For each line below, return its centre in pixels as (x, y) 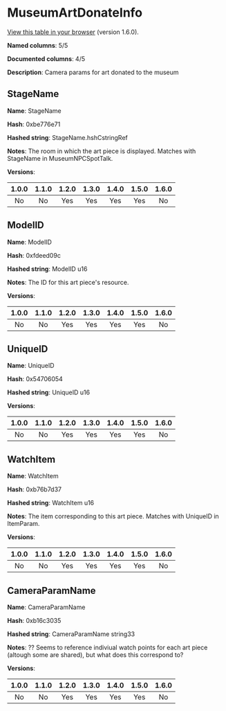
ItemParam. (23, 524)
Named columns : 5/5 (38, 45)
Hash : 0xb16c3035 (34, 621)
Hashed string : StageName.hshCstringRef (67, 137)
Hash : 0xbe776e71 (34, 124)
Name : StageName (34, 111)
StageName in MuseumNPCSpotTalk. (60, 158)
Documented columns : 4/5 (46, 59)
